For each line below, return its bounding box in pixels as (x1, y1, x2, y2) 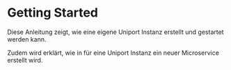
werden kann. (7, 35, 47, 43)
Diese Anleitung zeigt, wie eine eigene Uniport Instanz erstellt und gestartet (7, 28, 224, 36)
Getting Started (7, 5, 99, 21)
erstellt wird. (7, 55, 43, 64)
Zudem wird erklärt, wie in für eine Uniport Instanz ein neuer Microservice (7, 49, 219, 57)
